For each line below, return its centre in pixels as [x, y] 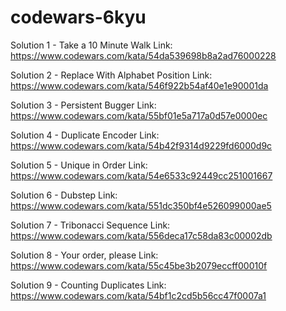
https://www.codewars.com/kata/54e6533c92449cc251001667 [141, 175]
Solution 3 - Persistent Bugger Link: [83, 105]
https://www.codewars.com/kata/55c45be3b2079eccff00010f [139, 265]
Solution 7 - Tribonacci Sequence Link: [90, 225]
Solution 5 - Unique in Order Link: [79, 165]
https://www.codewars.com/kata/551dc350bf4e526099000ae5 [141, 205]
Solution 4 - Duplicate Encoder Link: [85, 135]
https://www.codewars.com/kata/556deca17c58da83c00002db [141, 235]
